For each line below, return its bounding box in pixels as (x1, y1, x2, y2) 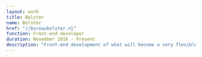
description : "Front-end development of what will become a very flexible (6, 42, 198, 48)
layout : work (6, 8, 39, 15)
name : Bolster (6, 20, 42, 26)
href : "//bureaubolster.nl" (6, 25, 77, 31)
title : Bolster (6, 14, 44, 20)
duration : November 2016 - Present (6, 36, 96, 42)
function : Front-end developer (6, 31, 85, 37)
